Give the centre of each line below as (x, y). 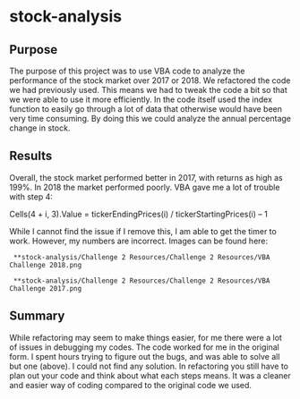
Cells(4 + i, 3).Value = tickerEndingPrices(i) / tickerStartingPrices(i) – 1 (139, 214)
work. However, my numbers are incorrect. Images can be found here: (139, 241)
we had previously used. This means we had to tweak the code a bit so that (149, 90)
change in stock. (40, 128)
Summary (37, 316)
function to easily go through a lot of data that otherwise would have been (146, 109)
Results (31, 156)
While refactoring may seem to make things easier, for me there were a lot (146, 337)
